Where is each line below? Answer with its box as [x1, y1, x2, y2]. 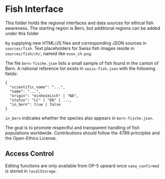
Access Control [5, 150, 54, 158]
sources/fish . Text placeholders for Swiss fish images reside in [5, 45, 135, 51]
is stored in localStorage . [5, 168, 57, 174]
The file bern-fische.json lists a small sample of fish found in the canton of [5, 60, 159, 66]
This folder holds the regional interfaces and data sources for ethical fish [5, 20, 154, 26]
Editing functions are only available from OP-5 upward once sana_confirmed [5, 163, 160, 169]
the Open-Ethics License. [5, 135, 57, 141]
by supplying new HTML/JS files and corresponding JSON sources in [5, 40, 147, 46]
